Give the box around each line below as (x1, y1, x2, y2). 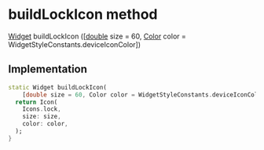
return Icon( (15, 98, 58, 106)
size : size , (22, 112, 61, 121)
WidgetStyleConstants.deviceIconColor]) (8, 39, 141, 49)
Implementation (8, 63, 88, 76)
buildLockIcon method (8, 5, 159, 24)
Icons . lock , (22, 105, 61, 113)
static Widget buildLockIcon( (8, 83, 108, 91)
